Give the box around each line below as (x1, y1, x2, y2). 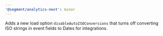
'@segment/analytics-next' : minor (5, 7, 76, 12)
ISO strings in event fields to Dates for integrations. (5, 25, 108, 31)
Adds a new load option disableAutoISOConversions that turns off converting (5, 20, 159, 26)
